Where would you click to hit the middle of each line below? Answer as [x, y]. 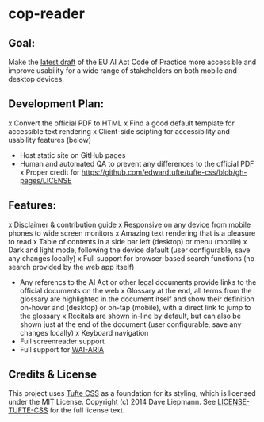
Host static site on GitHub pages [73, 155]
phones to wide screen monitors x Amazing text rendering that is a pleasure [132, 233]
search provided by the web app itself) [71, 267]
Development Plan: [56, 104]
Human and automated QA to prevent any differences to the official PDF [137, 163]
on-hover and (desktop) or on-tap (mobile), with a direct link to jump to [135, 307]
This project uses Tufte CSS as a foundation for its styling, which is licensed [132, 393]
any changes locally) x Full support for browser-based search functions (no [132, 258]
